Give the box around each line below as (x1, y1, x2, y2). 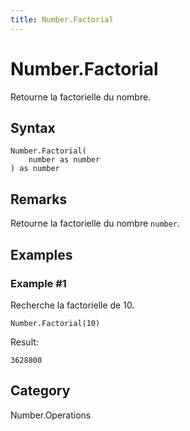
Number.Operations (10, 409, 92, 421)
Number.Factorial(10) (10, 318, 101, 328)
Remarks (10, 191, 68, 208)
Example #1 (10, 276, 67, 290)
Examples (10, 246, 73, 263)
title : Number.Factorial (10, 14, 114, 25)
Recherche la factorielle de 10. (10, 299, 135, 311)
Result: (10, 336, 39, 348)
